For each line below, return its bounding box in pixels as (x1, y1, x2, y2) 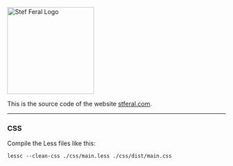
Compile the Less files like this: (7, 139, 96, 148)
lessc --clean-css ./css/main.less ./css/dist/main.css (7, 153, 172, 160)
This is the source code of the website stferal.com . (7, 100, 153, 108)
